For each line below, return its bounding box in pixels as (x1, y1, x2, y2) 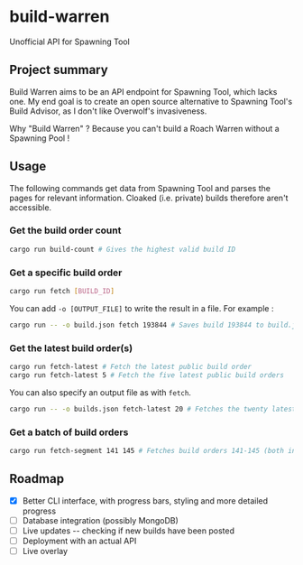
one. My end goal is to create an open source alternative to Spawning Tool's (9, 96, 293, 107)
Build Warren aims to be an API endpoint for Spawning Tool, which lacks (9, 86, 278, 97)
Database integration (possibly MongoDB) (22, 514, 179, 525)
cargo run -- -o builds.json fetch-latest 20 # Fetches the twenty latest (9, 404, 297, 413)
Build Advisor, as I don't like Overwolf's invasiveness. (9, 106, 207, 116)
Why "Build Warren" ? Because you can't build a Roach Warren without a (9, 123, 280, 134)
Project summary (9, 62, 108, 78)
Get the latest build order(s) (9, 341, 133, 354)
